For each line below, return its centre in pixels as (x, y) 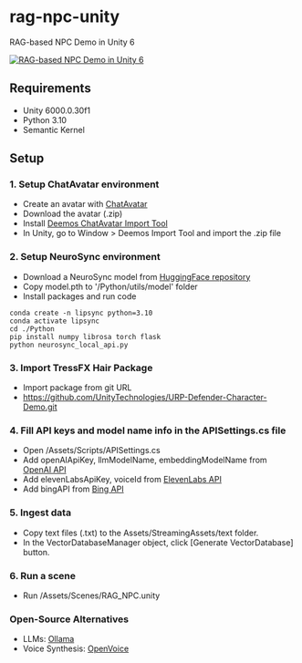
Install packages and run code (79, 296)
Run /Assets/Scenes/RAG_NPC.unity (91, 596)
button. (36, 552)
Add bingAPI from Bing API (73, 489)
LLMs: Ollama (48, 639)
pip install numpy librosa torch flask (85, 337)
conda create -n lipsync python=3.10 (81, 313)
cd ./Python (32, 329)
